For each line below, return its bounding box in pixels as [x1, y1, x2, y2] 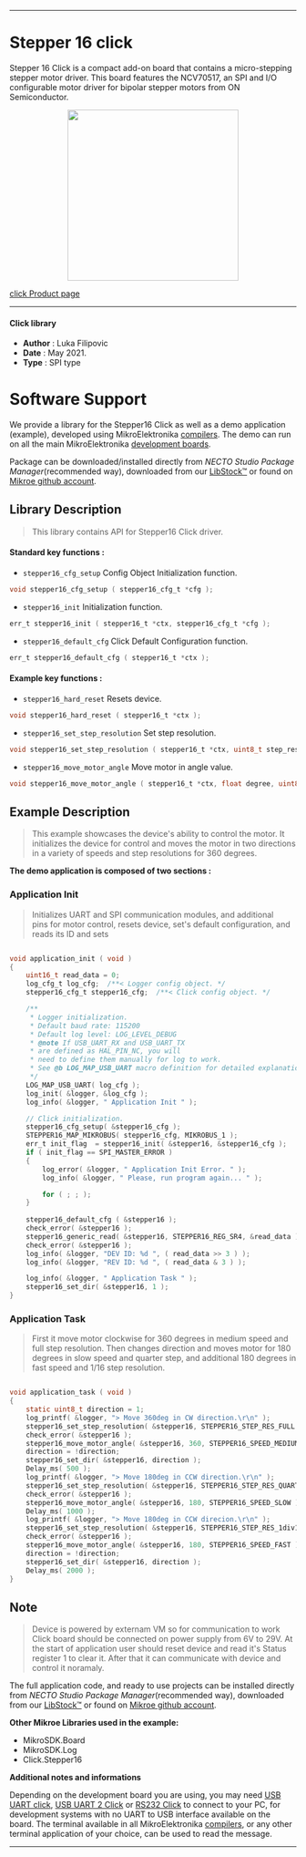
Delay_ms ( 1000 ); [25, 1506, 96, 1516]
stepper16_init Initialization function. [22, 601, 163, 612]
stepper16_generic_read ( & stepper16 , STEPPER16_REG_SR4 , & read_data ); [25, 1232, 303, 1241]
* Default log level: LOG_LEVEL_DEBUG [29, 1029, 178, 1039]
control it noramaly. [31, 1663, 105, 1674]
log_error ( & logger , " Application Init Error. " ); [42, 1164, 247, 1174]
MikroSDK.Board [22, 1735, 86, 1746]
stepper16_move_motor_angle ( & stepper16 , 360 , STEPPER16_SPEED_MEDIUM [25, 1439, 300, 1448]
